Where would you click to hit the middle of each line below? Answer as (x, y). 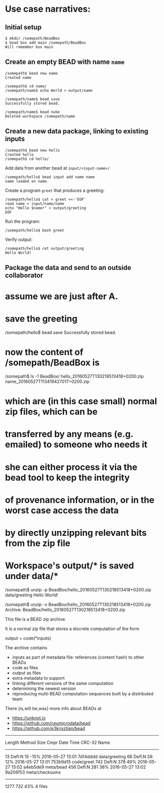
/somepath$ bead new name (31, 73)
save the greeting (41, 319)
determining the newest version (44, 688)
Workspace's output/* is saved (70, 566)
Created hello (20, 155)
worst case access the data (62, 510)
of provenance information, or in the (80, 500)
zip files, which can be (51, 412)
